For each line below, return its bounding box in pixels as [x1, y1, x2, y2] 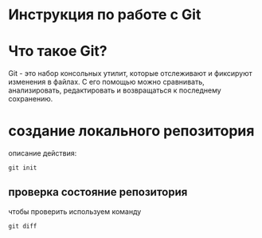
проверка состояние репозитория [8, 185, 188, 199]
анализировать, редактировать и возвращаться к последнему [8, 85, 221, 95]
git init [8, 164, 37, 173]
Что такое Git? [8, 42, 108, 61]
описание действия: [8, 149, 77, 158]
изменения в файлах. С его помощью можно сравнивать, [8, 77, 205, 87]
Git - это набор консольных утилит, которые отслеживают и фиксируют [8, 69, 252, 78]
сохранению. [8, 94, 53, 104]
